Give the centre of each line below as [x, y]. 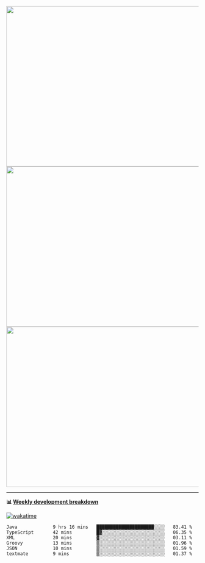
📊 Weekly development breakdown [52, 502]
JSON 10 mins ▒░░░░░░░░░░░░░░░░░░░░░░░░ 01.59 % [99, 548]
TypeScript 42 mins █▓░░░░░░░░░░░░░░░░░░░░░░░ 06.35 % [99, 532]
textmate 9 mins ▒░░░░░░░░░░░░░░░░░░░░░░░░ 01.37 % [99, 554]
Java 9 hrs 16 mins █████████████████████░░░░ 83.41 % [99, 527]
